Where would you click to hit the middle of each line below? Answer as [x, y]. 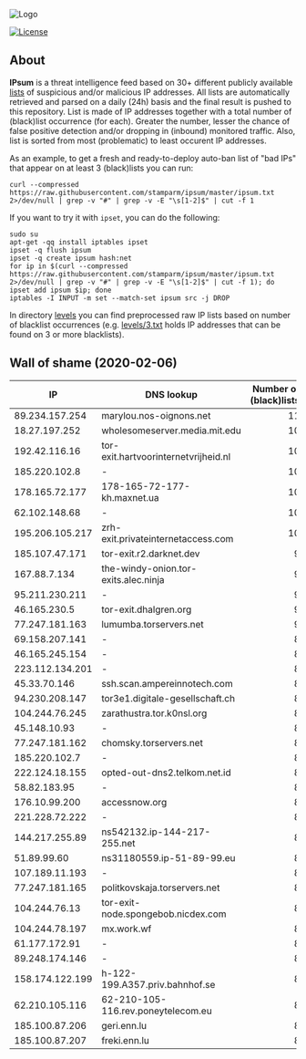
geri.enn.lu [124, 1025]
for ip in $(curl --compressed [69, 266]
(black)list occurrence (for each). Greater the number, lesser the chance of [150, 121]
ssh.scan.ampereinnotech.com [168, 683]
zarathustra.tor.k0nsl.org [154, 713]
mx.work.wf [127, 929]
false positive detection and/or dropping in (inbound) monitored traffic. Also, [153, 130]
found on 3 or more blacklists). [67, 334]
